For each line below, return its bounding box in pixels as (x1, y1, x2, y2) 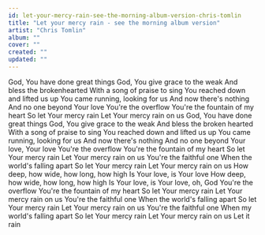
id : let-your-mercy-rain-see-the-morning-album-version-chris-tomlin (8, 11, 242, 20)
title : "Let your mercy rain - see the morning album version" (8, 19, 221, 27)
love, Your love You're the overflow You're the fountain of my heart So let (8, 144, 246, 154)
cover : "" (8, 41, 41, 49)
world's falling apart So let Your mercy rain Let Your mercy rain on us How (8, 161, 249, 170)
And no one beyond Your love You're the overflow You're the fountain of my (8, 102, 255, 111)
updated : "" (8, 56, 47, 64)
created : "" (8, 48, 47, 56)
